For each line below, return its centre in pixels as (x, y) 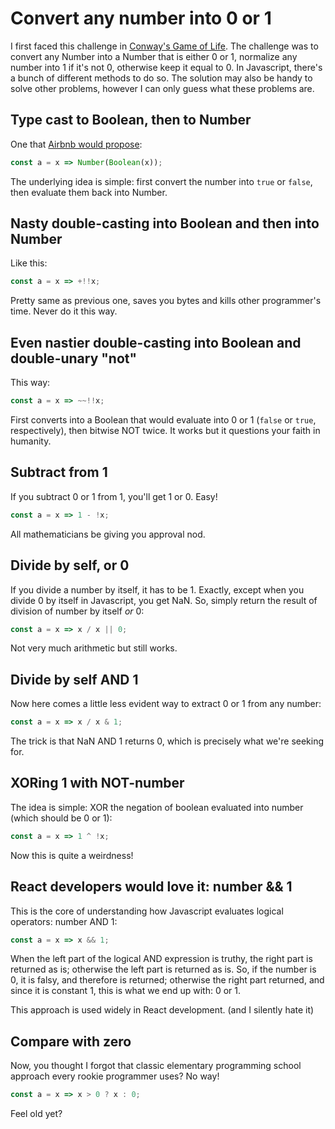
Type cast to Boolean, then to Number (131, 120)
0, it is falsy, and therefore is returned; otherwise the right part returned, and (167, 980)
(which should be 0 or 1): (61, 818)
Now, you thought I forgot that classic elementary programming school (156, 1066)
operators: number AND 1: (64, 921)
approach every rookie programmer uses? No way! (115, 1076)
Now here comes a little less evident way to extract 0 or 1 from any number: (166, 704)
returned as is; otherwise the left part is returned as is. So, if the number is (163, 969)
